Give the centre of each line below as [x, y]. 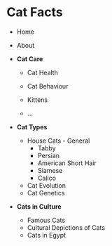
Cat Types [32, 127]
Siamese [50, 170]
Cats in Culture [39, 206]
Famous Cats [46, 220]
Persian [49, 155]
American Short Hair [67, 163]
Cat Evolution [46, 185]
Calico [47, 178]
